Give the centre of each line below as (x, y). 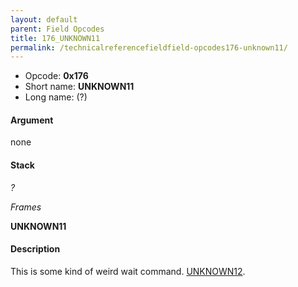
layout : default (44, 19)
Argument (32, 120)
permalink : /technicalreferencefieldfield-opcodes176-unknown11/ (149, 47)
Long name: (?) (56, 97)
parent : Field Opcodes (57, 29)
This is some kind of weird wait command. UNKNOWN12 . (128, 271)
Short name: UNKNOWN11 (79, 87)
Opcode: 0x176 (56, 76)
